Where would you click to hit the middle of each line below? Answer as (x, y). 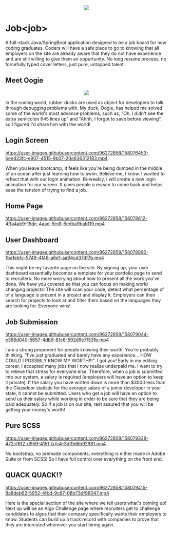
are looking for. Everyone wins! (38, 306)
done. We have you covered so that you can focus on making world (77, 284)
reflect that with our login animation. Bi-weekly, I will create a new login (81, 179)
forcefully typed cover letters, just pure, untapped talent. (65, 64)
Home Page (24, 206)
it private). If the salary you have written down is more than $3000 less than (85, 382)
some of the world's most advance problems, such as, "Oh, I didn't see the (84, 113)
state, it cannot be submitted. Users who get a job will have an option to (81, 393)
